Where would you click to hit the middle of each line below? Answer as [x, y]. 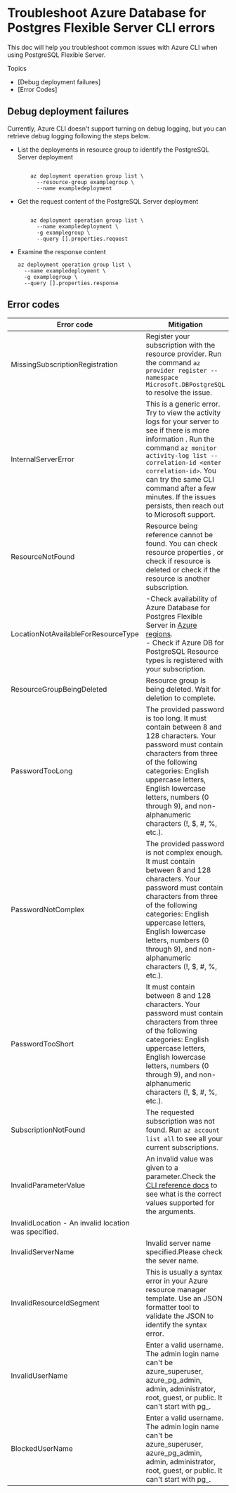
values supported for [180, 1202]
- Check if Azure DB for [185, 643]
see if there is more [177, 430]
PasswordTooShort [42, 1044]
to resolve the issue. [179, 393]
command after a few [181, 488]
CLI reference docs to [182, 1185]
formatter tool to [172, 1307]
